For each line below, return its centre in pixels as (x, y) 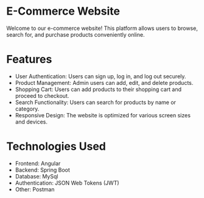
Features (29, 60)
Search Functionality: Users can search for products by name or (96, 102)
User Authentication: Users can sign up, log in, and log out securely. (100, 76)
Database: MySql (37, 176)
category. (27, 109)
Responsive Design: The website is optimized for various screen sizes (103, 115)
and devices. (31, 122)
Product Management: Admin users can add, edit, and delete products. (104, 82)
